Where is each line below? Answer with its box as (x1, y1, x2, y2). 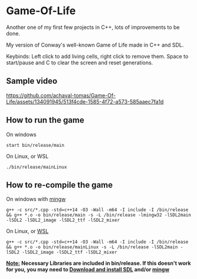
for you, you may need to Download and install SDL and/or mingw (6, 266, 170, 273)
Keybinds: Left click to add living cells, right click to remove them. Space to (6, 52, 189, 60)
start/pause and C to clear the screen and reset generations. (6, 59, 153, 66)
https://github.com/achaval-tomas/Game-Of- (6, 91, 116, 99)
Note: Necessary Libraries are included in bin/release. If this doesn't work (6, 260, 191, 267)
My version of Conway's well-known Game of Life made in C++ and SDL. (6, 41, 184, 48)
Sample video (6, 76, 58, 86)
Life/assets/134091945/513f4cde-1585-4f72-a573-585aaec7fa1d (6, 98, 164, 105)
